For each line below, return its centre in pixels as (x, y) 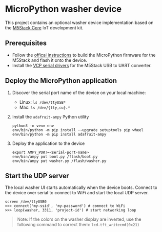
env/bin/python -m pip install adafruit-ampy (59, 134)
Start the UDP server (37, 175)
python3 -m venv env (33, 126)
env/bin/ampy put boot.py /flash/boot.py (55, 157)
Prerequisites (26, 43)
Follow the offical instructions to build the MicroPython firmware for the (84, 55)
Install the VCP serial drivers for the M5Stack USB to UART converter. (82, 65)
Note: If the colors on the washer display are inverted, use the (79, 219)
